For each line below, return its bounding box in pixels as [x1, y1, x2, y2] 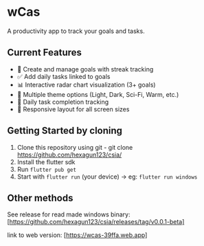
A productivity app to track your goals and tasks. [7, 27, 146, 35]
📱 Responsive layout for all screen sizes [16, 104, 130, 113]
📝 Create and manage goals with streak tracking [16, 65, 154, 73]
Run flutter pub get [16, 165, 77, 173]
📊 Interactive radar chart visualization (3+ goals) [16, 80, 156, 89]
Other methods [7, 192, 73, 203]
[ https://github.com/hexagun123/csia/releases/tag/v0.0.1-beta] [7, 218, 185, 226]
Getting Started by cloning [7, 125, 122, 137]
